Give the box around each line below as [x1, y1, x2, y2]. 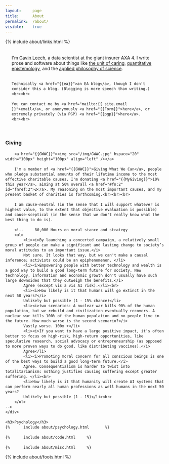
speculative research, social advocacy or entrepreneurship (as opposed [5, 339, 162, 344]
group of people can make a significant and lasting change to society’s [5, 242, 164, 247]
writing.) [129, 87, 150, 92]
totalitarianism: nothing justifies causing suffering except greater [5, 369, 157, 374]
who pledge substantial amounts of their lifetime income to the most [5, 172, 157, 177]
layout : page [5, 8, 42, 13]
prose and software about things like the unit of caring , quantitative [12, 60, 152, 66]
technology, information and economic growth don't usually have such [5, 273, 157, 278]
